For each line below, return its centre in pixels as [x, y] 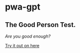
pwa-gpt [23, 7]
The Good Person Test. [40, 25]
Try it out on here [22, 46]
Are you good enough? [28, 36]
